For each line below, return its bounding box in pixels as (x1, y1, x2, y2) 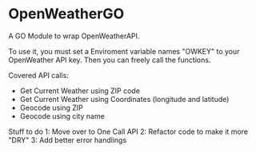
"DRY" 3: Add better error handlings (8, 135, 127, 144)
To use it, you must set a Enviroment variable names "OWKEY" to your (8, 46, 240, 56)
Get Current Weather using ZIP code (19, 85, 140, 96)
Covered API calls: (8, 70, 70, 80)
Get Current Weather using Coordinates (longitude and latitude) (19, 94, 230, 104)
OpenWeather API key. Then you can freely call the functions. (8, 55, 211, 65)
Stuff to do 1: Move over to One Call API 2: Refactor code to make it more (8, 127, 248, 136)
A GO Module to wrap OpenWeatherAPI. (8, 31, 140, 41)
